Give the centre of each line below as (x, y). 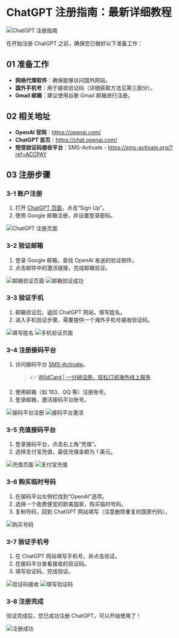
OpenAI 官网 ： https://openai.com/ (58, 132)
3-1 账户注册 (24, 193)
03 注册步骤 (28, 175)
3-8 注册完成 (25, 601)
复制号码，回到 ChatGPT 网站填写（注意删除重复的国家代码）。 (93, 512)
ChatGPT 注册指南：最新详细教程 (89, 12)
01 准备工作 (28, 64)
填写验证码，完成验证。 (44, 571)
